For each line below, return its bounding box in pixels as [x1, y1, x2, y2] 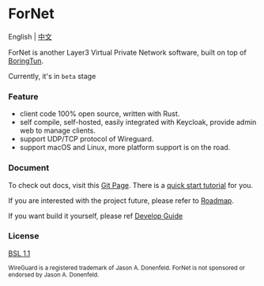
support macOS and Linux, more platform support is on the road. [19, 143, 231, 152]
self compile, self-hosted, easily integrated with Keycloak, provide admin [19, 118, 257, 127]
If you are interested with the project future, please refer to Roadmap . [8, 195, 235, 205]
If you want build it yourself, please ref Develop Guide [8, 211, 183, 220]
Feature [8, 91, 39, 102]
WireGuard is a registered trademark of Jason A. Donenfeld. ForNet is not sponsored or [8, 264, 245, 272]
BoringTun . [8, 56, 44, 66]
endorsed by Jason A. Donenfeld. [8, 270, 100, 279]
